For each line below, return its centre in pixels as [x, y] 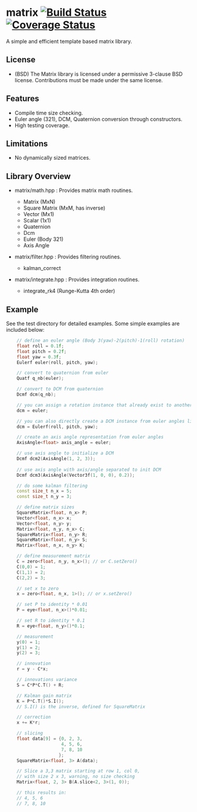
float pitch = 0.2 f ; [42, 351]
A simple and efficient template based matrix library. [69, 41]
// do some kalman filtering [52, 486]
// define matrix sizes [46, 507]
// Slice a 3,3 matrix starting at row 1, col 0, [79, 771]
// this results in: [42, 793]
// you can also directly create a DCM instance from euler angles [101, 421]
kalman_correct [42, 268]
